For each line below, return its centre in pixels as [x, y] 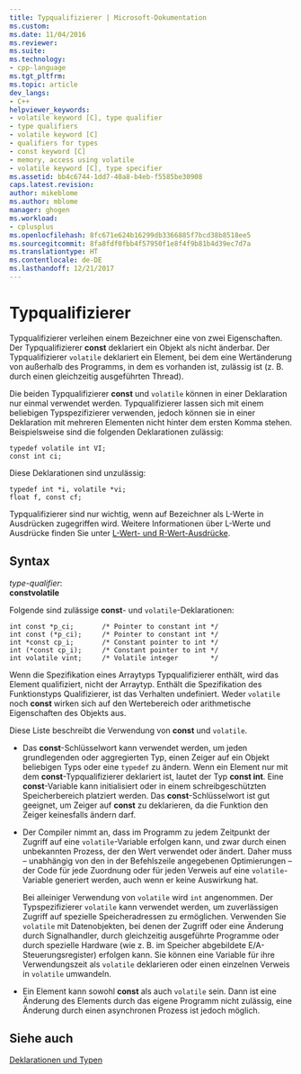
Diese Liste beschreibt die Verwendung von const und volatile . [128, 730]
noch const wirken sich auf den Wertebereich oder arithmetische [130, 703]
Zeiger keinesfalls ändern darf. [79, 814]
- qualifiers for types [54, 143]
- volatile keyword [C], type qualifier [86, 118]
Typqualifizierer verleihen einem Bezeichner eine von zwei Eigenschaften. [146, 337]
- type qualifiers [44, 127]
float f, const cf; [46, 497]
